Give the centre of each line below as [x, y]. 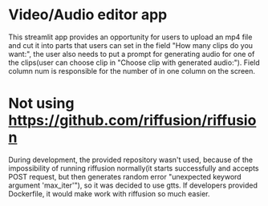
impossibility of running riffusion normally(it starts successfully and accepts [134, 168]
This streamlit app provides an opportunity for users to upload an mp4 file [130, 37]
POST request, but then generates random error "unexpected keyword [125, 176]
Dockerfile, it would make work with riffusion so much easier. [109, 193]
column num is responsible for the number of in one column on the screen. [132, 71]
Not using [41, 104]
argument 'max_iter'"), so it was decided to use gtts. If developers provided [133, 185]
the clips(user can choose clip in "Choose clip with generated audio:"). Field [134, 63]
